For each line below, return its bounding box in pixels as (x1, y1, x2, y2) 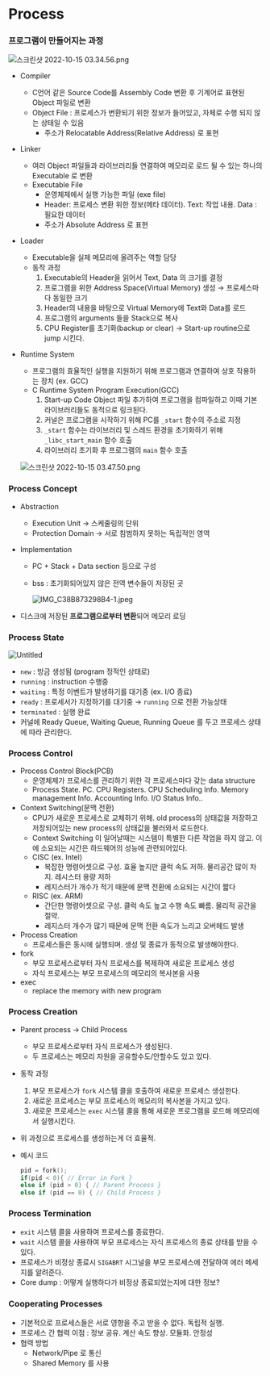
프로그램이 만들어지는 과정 (8, 36, 104, 47)
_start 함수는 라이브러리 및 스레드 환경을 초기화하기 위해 (44, 425, 223, 435)
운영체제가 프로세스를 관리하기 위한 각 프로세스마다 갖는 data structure (31, 776, 255, 785)
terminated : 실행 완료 (19, 707, 91, 717)
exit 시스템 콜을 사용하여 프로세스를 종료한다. (19, 1228, 164, 1237)
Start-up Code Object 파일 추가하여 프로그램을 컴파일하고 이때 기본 (44, 395, 258, 404)
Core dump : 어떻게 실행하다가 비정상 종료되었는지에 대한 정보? (19, 1278, 220, 1287)
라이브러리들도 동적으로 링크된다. (44, 405, 148, 415)
